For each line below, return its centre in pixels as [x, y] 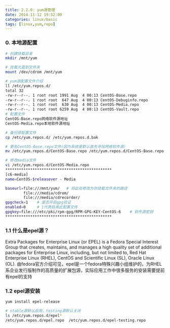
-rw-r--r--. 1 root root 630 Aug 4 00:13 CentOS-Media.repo [72, 105]
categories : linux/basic [31, 19]
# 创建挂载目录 [19, 54]
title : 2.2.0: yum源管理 [30, 10]
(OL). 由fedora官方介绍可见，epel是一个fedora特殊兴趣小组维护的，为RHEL [83, 264]
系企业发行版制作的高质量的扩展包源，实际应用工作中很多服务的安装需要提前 [85, 270]
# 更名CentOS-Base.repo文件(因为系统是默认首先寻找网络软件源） [66, 147]
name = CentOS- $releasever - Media [40, 179]
